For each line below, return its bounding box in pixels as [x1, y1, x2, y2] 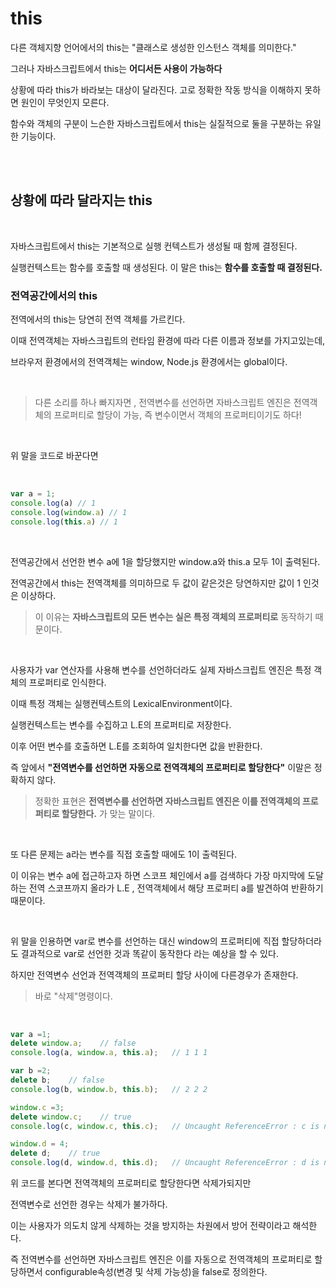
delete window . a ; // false [10, 1038, 137, 1049]
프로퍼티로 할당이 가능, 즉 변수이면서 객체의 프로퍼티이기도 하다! [53, 409, 302, 421]
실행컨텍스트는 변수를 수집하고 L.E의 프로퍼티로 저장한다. [10, 718, 232, 731]
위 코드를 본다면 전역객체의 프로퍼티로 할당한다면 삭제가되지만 [10, 1177, 252, 1189]
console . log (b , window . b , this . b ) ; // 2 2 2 [10, 1084, 208, 1094]
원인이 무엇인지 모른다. [20, 96, 110, 108]
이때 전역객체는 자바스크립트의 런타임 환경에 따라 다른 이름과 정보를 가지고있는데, [10, 335, 326, 347]
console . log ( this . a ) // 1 [10, 517, 118, 527]
